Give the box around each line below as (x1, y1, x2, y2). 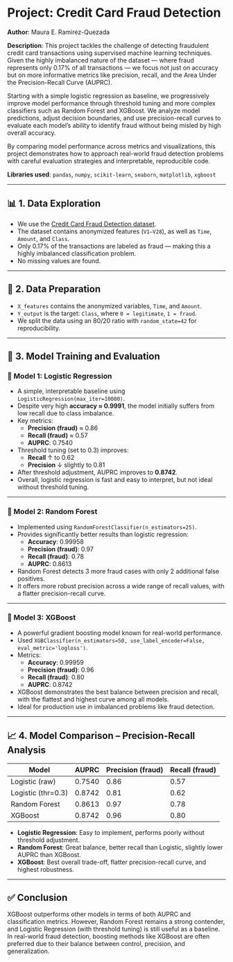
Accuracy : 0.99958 (27, 537, 85, 546)
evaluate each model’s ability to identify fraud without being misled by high (7, 121, 221, 129)
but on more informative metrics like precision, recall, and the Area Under (7, 71, 217, 79)
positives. (17, 574, 45, 583)
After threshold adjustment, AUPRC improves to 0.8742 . (17, 468, 178, 476)
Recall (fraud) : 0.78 (27, 552, 85, 561)
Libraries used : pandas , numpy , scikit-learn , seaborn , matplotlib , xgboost (7, 170, 216, 179)
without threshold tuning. (17, 483, 89, 491)
